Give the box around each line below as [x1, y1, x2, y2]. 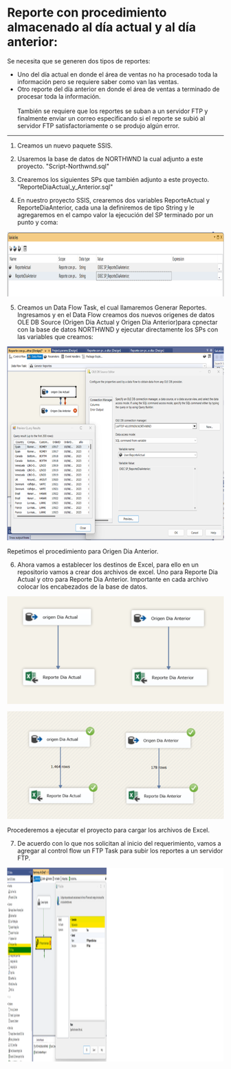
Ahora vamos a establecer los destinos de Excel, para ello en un [16, 560, 199, 569]
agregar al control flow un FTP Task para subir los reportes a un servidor [16, 846, 223, 855]
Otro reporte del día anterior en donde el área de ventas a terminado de [16, 85, 220, 93]
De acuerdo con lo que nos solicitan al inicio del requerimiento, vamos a [16, 839, 221, 847]
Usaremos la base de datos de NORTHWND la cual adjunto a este [16, 154, 203, 163]
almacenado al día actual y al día [7, 19, 196, 35]
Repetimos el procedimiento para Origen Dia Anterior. [7, 547, 159, 556]
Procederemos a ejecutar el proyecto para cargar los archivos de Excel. [7, 826, 210, 834]
